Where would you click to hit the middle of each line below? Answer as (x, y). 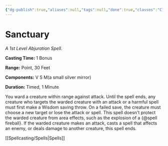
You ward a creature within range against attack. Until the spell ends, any (80, 96)
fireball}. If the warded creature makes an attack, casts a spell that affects (81, 123)
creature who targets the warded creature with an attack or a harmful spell (82, 102)
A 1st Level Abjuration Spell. (34, 48)
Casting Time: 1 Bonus (29, 58)
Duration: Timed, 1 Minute (32, 87)
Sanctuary (27, 34)
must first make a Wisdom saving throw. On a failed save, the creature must (83, 107)
